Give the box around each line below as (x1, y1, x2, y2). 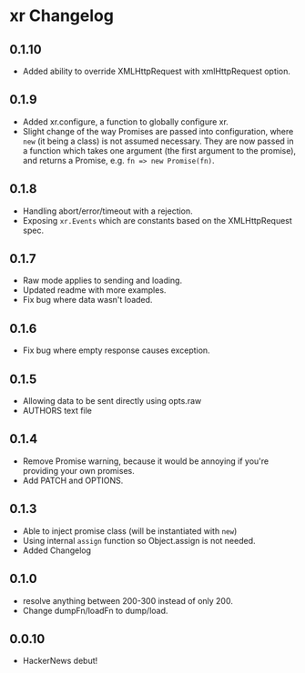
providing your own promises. (22, 465, 135, 476)
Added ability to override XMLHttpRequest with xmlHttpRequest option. (22, 65, 291, 76)
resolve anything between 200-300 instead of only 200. (22, 595, 234, 606)
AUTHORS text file (22, 406, 93, 417)
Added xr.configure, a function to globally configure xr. (22, 116, 229, 127)
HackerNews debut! (22, 656, 98, 667)
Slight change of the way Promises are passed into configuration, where (22, 126, 294, 136)
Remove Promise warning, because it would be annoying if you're (22, 456, 269, 467)
